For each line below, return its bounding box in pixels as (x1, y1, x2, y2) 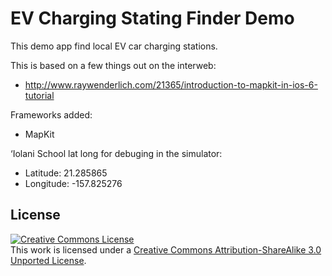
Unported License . (10, 254, 87, 266)
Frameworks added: (10, 108, 93, 121)
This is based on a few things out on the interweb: (10, 59, 217, 71)
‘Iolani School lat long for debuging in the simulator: (10, 147, 223, 159)
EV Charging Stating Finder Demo (10, 7, 295, 30)
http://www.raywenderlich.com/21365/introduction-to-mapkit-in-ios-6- (24, 78, 318, 91)
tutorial (24, 89, 55, 101)
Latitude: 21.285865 (24, 167, 108, 179)
